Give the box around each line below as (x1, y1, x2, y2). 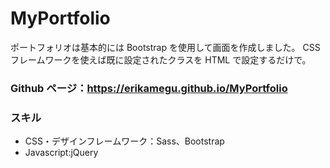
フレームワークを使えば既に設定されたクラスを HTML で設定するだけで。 (10, 53, 312, 66)
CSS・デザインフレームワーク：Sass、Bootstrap (24, 135, 225, 147)
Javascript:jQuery (24, 147, 99, 159)
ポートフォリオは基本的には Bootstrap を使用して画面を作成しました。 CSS (10, 41, 321, 53)
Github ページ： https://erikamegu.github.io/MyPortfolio (10, 81, 288, 95)
